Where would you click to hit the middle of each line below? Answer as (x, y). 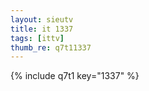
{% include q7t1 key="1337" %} (75, 76)
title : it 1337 (42, 29)
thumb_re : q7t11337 (51, 47)
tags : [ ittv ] (37, 38)
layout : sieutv (42, 19)
